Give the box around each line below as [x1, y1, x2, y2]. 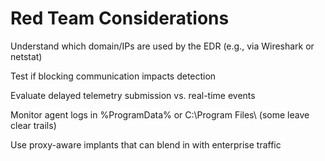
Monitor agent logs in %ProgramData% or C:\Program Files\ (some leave [10, 108, 310, 121]
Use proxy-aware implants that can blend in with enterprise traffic [10, 138, 282, 151]
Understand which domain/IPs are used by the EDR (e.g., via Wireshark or [10, 40, 315, 52]
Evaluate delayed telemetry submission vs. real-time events [10, 89, 256, 101]
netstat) [10, 50, 43, 62]
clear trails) [10, 119, 57, 131]
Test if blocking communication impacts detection [10, 70, 217, 82]
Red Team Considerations [10, 7, 230, 30]
